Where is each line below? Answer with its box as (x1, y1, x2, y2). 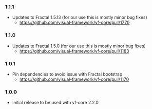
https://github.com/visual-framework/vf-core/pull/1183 (19, 48, 129, 54)
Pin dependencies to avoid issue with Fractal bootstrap (12, 71, 123, 77)
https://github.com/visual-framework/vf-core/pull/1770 (19, 19, 130, 25)
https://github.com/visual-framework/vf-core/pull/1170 (19, 76, 129, 82)
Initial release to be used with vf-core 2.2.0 (12, 100, 99, 106)
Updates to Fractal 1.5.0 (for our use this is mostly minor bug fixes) (12, 43, 146, 49)
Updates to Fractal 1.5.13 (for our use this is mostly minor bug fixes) (12, 15, 148, 20)
